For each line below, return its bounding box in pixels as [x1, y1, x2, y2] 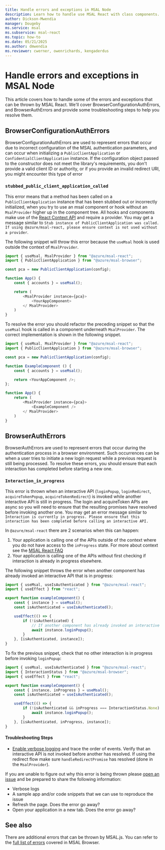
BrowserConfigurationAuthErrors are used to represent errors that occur [5, 140, 152, 146]
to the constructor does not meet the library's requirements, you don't [5, 161, 147, 167]
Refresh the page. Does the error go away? [12, 801, 100, 807]
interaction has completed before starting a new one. [5, 466, 113, 472]
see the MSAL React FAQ [12, 547, 63, 553]
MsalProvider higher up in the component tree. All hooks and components [5, 209, 155, 215]
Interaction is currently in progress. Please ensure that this [5, 514, 140, 519]
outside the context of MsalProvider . [5, 244, 79, 250]
